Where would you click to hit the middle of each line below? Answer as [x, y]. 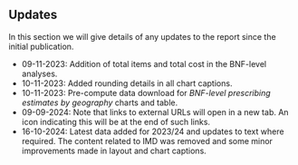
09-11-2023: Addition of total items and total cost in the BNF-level [144, 63]
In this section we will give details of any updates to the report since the [143, 36]
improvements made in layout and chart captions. [114, 150]
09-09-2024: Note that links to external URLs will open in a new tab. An [155, 112]
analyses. [39, 73]
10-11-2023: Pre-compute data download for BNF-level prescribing [146, 92]
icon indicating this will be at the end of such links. [115, 121]
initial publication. [41, 46]
